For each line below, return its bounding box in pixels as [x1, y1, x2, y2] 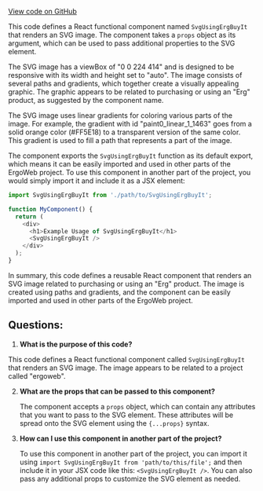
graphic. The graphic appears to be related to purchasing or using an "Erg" [8, 87, 251, 97]
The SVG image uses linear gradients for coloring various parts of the [8, 111, 233, 120]
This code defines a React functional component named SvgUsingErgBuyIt [8, 22, 248, 31]
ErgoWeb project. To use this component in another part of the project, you [8, 168, 251, 177]
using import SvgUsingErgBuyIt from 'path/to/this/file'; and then [19, 457, 243, 467]
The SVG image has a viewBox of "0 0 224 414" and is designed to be [8, 62, 235, 71]
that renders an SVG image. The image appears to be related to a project [8, 363, 243, 372]
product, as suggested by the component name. [8, 96, 164, 104]
